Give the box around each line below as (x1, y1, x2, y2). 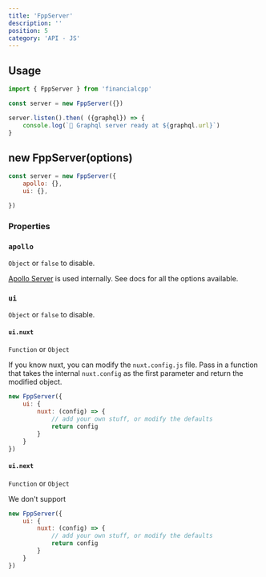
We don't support (8, 494, 66, 503)
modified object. (8, 377, 62, 387)
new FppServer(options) (8, 151, 133, 164)
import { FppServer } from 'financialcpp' (8, 85, 152, 93)
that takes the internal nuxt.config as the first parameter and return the (8, 369, 244, 378)
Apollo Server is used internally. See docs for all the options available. (8, 273, 239, 283)
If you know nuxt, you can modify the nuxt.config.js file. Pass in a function (8, 360, 259, 369)
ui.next (8, 462, 34, 470)
